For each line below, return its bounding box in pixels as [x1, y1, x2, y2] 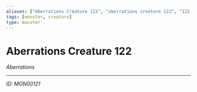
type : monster [6, 19, 41, 25]
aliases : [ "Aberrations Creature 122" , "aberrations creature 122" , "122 [6, 8, 191, 15]
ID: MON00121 [6, 80, 41, 87]
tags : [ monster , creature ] [6, 14, 72, 20]
